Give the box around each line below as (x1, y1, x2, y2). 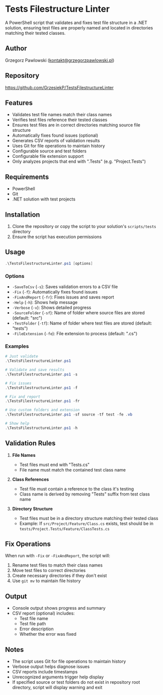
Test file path (19, 621, 47, 627)
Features (5, 99, 33, 107)
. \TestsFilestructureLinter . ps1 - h (5, 425, 78, 430)
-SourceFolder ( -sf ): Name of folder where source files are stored (12, 310, 145, 316)
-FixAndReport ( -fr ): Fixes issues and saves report (12, 294, 114, 300)
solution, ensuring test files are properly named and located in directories (5, 25, 153, 30)
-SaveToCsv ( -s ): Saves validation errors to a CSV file (12, 283, 118, 290)
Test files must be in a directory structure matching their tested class (19, 515, 159, 521)
